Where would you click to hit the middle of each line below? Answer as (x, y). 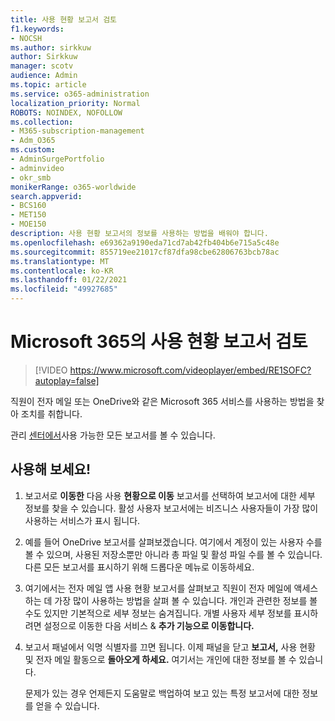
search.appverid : (46, 196)
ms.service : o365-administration (80, 94)
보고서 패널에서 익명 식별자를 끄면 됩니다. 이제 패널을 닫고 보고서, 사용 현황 (170, 647)
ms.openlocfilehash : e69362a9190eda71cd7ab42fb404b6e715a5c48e (145, 242)
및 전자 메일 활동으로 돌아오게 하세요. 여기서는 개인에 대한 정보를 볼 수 (160, 659)
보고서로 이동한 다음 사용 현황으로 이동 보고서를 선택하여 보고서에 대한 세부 (170, 495)
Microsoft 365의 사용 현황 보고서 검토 (159, 342)
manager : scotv (42, 66)
